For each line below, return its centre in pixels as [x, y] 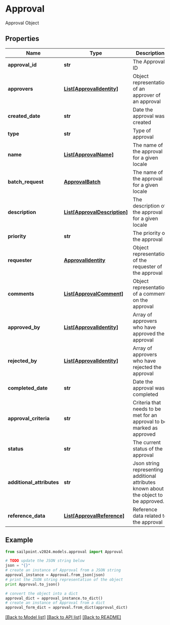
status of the [148, 448]
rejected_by [23, 361]
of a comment [149, 294]
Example [19, 540]
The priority [147, 233]
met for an [145, 415]
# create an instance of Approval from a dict [55, 603]
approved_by [24, 327]
